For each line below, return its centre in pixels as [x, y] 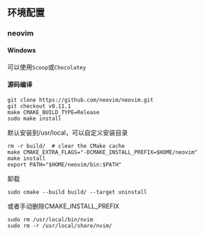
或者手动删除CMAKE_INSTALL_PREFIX [63, 206]
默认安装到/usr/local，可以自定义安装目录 [68, 133]
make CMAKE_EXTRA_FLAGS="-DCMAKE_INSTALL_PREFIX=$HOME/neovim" [103, 152]
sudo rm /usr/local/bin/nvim [50, 219]
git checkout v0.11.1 [39, 106]
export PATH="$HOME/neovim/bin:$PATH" [64, 164]
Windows [22, 50]
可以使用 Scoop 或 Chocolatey [47, 67]
